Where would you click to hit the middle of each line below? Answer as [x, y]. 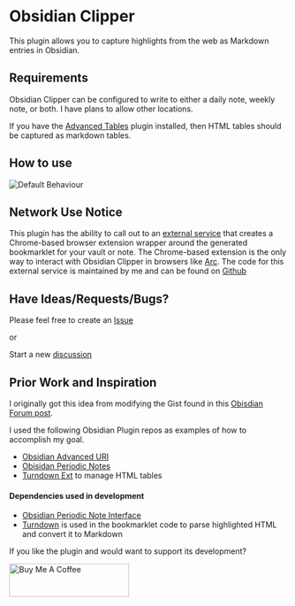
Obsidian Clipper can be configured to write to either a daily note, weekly [142, 99]
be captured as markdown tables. [70, 135]
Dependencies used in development [77, 495]
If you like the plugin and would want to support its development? [128, 551]
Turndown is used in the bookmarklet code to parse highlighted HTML [149, 525]
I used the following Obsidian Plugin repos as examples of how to [128, 430]
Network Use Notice [66, 212]
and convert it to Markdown [72, 534]
